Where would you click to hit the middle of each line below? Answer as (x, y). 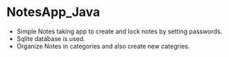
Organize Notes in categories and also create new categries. (103, 46)
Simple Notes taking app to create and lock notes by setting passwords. (119, 31)
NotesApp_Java (53, 12)
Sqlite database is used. (51, 38)
